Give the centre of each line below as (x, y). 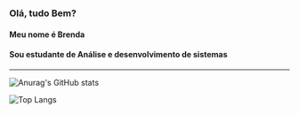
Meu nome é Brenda (47, 34)
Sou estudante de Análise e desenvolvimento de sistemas (119, 55)
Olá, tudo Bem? (43, 13)
